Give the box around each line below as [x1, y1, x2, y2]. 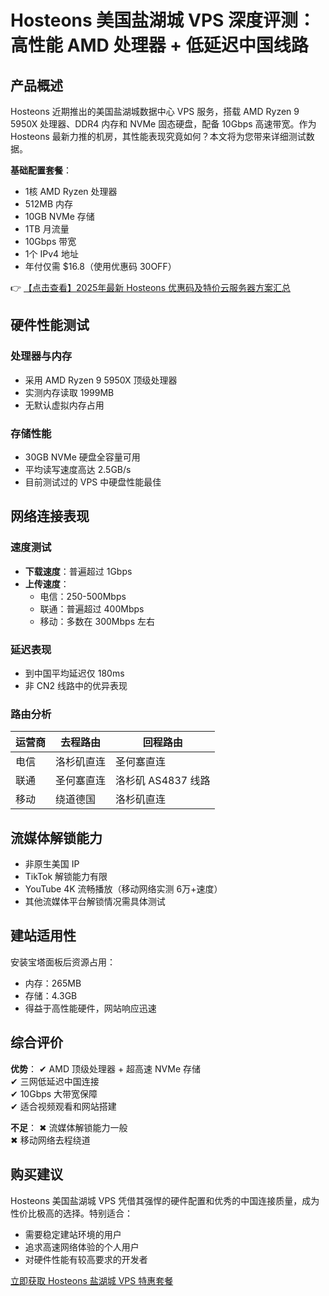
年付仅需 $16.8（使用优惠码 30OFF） [24, 261, 177, 272]
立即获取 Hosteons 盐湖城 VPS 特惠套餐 [10, 1274, 174, 1286]
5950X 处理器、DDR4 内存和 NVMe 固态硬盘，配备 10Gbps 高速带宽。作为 [10, 118, 317, 130]
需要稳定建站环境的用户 [24, 1228, 122, 1240]
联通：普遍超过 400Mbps [39, 602, 145, 615]
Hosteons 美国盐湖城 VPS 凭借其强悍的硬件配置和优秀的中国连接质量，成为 [10, 1194, 320, 1206]
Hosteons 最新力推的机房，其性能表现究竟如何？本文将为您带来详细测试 [10, 131, 307, 142]
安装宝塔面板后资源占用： [10, 956, 116, 968]
